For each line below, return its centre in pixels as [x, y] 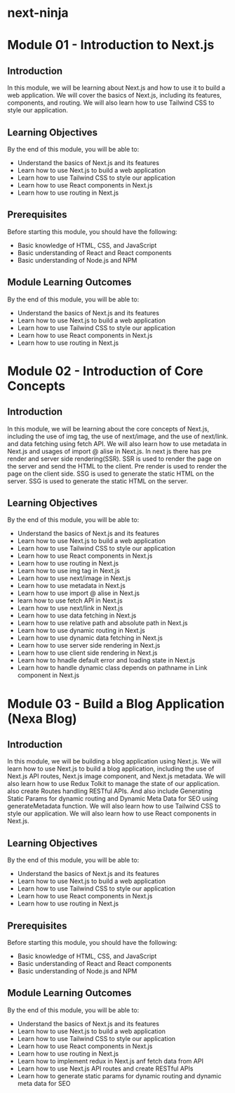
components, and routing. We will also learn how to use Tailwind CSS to [111, 103]
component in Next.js [48, 675]
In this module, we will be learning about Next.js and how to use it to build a [116, 88]
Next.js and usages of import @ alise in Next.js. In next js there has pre [109, 451]
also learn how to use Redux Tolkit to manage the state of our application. [114, 784]
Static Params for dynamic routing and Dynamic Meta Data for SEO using [113, 799]
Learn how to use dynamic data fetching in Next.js [90, 638]
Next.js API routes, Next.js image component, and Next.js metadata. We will [116, 776]
